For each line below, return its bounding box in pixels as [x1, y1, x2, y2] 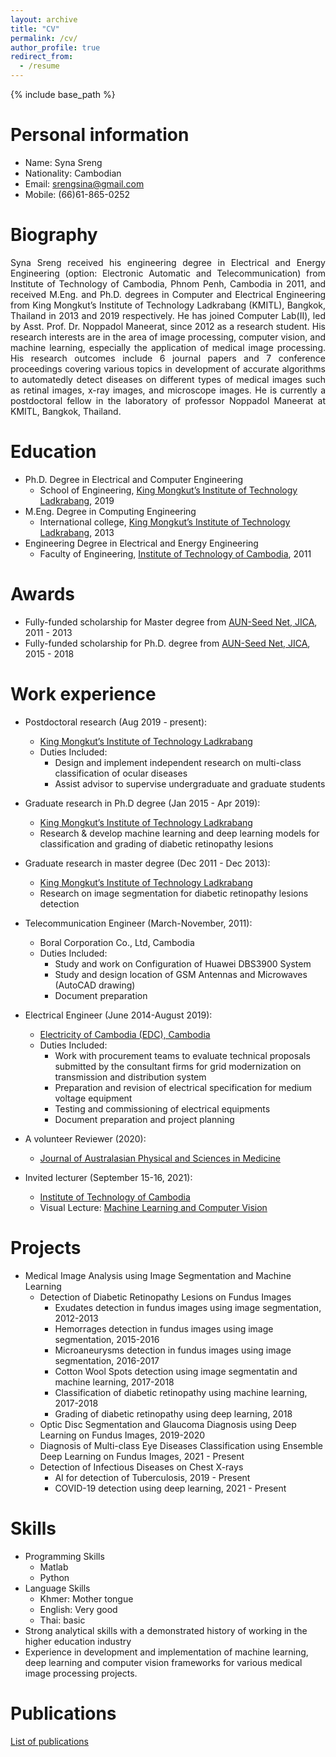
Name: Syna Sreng [24, 156, 103, 168]
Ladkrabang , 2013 [39, 526, 115, 538]
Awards [10, 583, 76, 605]
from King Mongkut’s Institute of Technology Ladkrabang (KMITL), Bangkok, [10, 299, 326, 311]
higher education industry [24, 1635, 132, 1647]
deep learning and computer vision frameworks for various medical [24, 1656, 303, 1668]
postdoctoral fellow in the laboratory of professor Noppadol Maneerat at [10, 394, 326, 406]
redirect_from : [10, 52, 74, 62]
